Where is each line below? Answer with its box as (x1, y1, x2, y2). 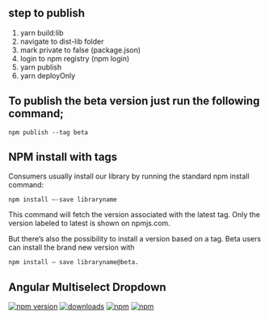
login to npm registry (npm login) (19, 53, 130, 63)
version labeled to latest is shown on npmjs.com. (8, 218, 171, 229)
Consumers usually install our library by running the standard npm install (8, 171, 250, 181)
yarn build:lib (19, 27, 64, 37)
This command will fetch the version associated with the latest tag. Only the (8, 210, 261, 220)
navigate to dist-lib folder (19, 36, 104, 46)
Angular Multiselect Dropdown (8, 280, 167, 294)
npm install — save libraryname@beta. (8, 258, 139, 267)
